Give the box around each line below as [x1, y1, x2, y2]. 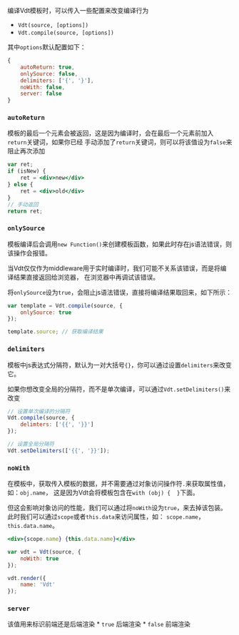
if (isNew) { [7, 168, 46, 175]
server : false [20, 90, 62, 98]
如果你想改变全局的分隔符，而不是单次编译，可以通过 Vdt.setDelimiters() [7, 385, 225, 393]
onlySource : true [20, 309, 72, 316]
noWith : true [20, 555, 59, 562]
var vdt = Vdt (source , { [7, 548, 81, 555]
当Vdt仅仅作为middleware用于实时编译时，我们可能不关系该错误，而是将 [7, 263, 220, 273]
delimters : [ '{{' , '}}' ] [20, 421, 94, 428]
